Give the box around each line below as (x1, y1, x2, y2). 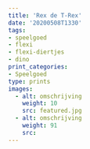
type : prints (8, 77, 51, 85)
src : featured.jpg (22, 107, 82, 115)
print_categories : (8, 63, 68, 71)
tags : (8, 26, 26, 34)
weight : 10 (22, 99, 58, 107)
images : (8, 84, 34, 93)
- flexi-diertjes (8, 48, 65, 56)
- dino (8, 56, 30, 64)
